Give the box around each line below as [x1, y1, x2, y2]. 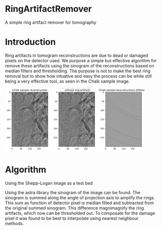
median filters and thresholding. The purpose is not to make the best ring [5, 68, 151, 74]
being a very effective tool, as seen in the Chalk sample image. [5, 78, 130, 84]
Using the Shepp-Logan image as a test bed [5, 180, 93, 186]
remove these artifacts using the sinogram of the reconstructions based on [5, 63, 154, 68]
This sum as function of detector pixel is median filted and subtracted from [5, 200, 154, 206]
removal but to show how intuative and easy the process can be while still [5, 73, 152, 79]
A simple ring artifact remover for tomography [5, 19, 97, 25]
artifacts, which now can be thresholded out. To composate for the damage [5, 210, 156, 216]
